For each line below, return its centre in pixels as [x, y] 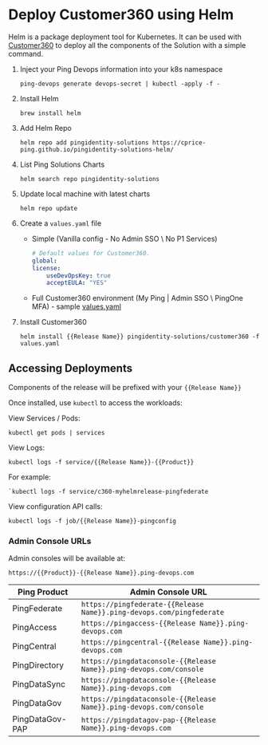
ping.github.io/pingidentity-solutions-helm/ [97, 149]
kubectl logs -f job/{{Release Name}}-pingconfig [93, 521]
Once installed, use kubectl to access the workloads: [95, 403]
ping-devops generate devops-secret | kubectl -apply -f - [120, 84]
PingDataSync [39, 684]
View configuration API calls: [55, 507]
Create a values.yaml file [61, 223]
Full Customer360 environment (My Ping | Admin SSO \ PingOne [137, 298]
